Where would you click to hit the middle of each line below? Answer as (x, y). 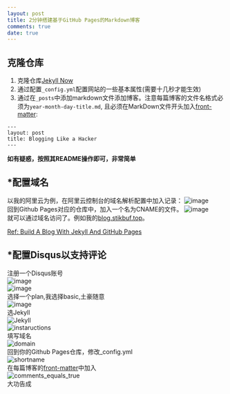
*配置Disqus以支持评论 (57, 255)
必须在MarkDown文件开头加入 (153, 106)
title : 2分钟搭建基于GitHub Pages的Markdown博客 (74, 20)
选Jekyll (19, 312)
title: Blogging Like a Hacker (52, 139)
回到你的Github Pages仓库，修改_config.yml (70, 351)
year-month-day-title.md (65, 107)
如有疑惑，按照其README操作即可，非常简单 (71, 159)
